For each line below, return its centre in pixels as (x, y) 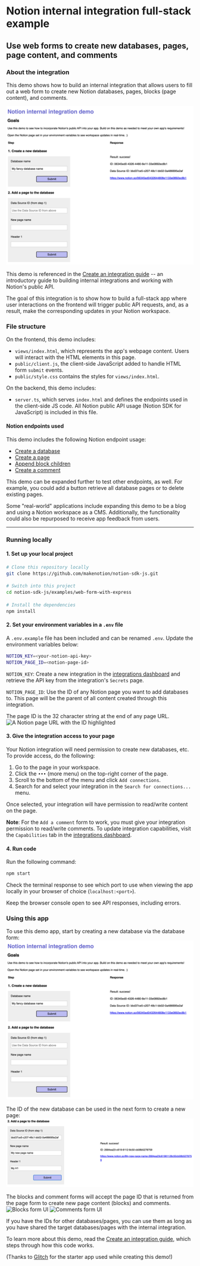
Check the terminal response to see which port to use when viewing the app (100, 885)
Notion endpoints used (35, 426)
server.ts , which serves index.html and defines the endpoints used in (101, 400)
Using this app (27, 918)
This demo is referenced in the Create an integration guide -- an (85, 274)
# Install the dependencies (41, 605)
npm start (18, 873)
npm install (21, 611)
